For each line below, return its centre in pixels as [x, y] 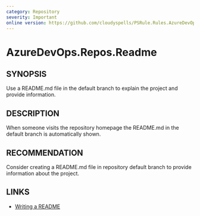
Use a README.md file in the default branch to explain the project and [92, 88]
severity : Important [32, 17]
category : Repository [33, 12]
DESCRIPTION [33, 113]
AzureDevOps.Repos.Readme [82, 52]
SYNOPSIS [26, 74]
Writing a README [37, 206]
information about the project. [43, 173]
